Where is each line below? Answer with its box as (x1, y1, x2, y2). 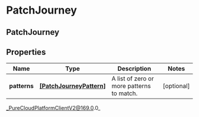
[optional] (162, 82, 190, 90)
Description (117, 64, 152, 73)
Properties (6, 47, 46, 57)
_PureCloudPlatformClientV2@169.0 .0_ (6, 105, 101, 112)
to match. (111, 89, 138, 97)
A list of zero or (111, 74, 154, 83)
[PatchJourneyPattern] (39, 82, 106, 90)
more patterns (111, 82, 151, 90)
